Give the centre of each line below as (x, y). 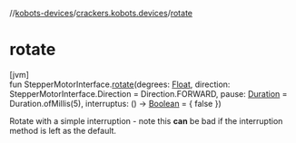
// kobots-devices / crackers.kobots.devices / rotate (101, 13)
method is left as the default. (63, 130)
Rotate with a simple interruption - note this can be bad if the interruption (146, 120)
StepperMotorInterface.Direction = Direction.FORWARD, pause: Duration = (148, 93)
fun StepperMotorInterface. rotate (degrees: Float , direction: (120, 84)
